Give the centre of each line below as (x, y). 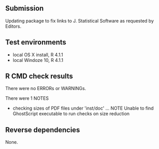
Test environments (36, 42)
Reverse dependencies (43, 130)
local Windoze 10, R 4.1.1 (38, 60)
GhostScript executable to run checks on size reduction (71, 114)
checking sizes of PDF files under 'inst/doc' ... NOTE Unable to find (83, 108)
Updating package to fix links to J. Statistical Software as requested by (79, 20)
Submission (25, 8)
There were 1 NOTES (27, 98)
